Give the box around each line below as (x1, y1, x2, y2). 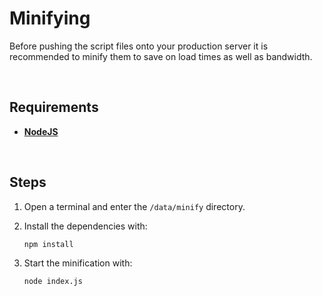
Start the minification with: (23, 257, 133, 269)
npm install (23, 239, 74, 249)
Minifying (9, 7, 91, 30)
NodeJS (23, 125, 59, 137)
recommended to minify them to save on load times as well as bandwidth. (9, 50, 313, 62)
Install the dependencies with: (23, 220, 148, 232)
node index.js (23, 277, 83, 287)
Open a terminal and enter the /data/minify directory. (23, 200, 246, 212)
